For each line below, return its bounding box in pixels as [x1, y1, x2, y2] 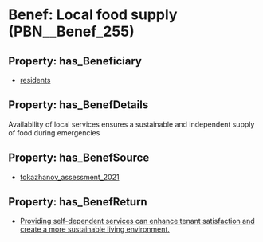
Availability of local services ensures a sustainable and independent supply [8, 119, 255, 129]
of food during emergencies [8, 127, 100, 137]
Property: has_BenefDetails [8, 98, 149, 112]
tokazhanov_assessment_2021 [19, 172, 120, 181]
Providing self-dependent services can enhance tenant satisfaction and [19, 217, 255, 226]
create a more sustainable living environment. [19, 224, 170, 234]
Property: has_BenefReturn [8, 195, 147, 209]
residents [19, 76, 51, 84]
